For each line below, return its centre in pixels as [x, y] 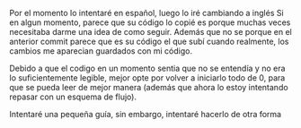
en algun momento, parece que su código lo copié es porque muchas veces [150, 22]
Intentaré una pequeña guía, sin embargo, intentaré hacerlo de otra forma [145, 114]
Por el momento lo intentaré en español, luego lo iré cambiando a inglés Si [147, 13]
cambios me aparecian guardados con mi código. [101, 51]
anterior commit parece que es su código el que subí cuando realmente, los [149, 41]
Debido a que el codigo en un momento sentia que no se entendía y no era [147, 68]
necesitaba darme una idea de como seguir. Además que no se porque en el [150, 32]
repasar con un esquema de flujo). [73, 97]
